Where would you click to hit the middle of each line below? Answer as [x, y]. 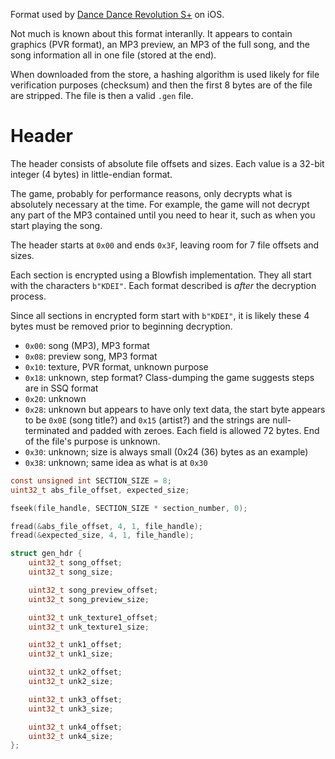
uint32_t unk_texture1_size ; [89, 627]
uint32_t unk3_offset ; [75, 699]
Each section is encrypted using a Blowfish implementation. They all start [161, 275]
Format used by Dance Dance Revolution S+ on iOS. [117, 14]
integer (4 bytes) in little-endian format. [91, 174]
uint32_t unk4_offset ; [75, 727]
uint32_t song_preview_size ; [89, 599]
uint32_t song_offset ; [75, 563]
